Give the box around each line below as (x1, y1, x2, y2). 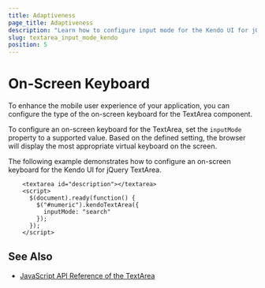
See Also (8, 250, 53, 264)
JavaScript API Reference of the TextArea (19, 271, 155, 280)
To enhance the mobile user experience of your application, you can (8, 101, 230, 110)
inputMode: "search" (43, 208, 111, 216)
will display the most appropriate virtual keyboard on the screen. (8, 141, 218, 151)
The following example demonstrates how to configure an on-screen (8, 157, 231, 166)
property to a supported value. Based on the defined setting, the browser (8, 133, 246, 143)
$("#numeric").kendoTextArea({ (36, 201, 140, 209)
